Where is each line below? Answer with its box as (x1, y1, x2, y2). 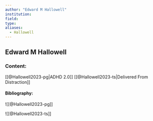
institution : (5, 12, 32, 17)
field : (5, 16, 19, 21)
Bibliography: (5, 90, 33, 96)
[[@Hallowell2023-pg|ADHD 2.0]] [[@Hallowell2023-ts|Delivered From (5, 74, 148, 80)
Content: (5, 63, 27, 70)
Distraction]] (5, 79, 30, 85)
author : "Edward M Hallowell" (5, 7, 67, 12)
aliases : (5, 25, 23, 30)
